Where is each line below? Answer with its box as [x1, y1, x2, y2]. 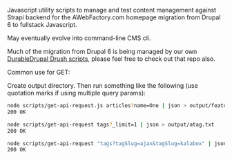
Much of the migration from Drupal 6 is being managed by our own [7, 48, 197, 55]
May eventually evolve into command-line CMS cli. [7, 34, 151, 42]
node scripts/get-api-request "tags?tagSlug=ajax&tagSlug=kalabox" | [7, 140, 212, 147]
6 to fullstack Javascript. [7, 21, 77, 28]
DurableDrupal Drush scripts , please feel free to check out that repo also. [7, 55, 215, 63]
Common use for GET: [7, 68, 70, 76]
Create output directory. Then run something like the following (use [7, 82, 198, 89]
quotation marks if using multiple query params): [7, 89, 146, 97]
